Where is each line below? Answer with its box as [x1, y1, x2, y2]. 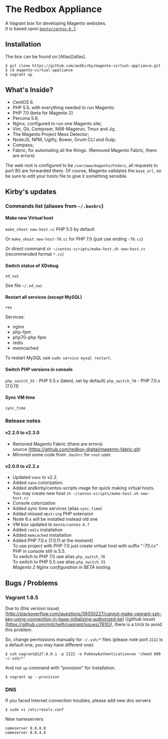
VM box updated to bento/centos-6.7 [12, 522, 90, 528]
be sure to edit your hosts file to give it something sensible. [5, 173, 128, 179]
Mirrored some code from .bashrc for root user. [12, 452, 112, 458]
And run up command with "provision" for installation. [5, 665, 116, 671]
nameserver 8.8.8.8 [5, 726, 46, 731]
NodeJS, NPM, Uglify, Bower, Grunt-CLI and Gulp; [12, 136, 117, 142]
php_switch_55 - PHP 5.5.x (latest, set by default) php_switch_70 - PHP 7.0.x [5, 377, 160, 383]
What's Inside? [5, 86, 54, 94]
